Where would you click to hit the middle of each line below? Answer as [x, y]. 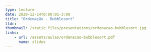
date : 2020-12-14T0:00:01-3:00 [38, 14]
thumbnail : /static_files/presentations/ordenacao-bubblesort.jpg [76, 28]
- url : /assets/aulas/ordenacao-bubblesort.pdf [64, 38]
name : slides [32, 42]
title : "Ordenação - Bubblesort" [40, 19]
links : [12, 33]
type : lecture [20, 10]
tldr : [11, 24]
